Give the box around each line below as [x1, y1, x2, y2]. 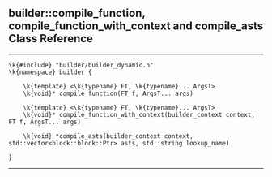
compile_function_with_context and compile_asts [8, 19, 264, 33]
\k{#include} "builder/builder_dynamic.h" [8, 61, 154, 69]
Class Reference [8, 32, 93, 45]
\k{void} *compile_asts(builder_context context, [23, 132, 194, 140]
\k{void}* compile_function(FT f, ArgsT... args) [23, 89, 194, 97]
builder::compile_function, [8, 6, 146, 20]
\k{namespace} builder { [8, 68, 92, 76]
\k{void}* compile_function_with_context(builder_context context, [23, 110, 255, 119]
